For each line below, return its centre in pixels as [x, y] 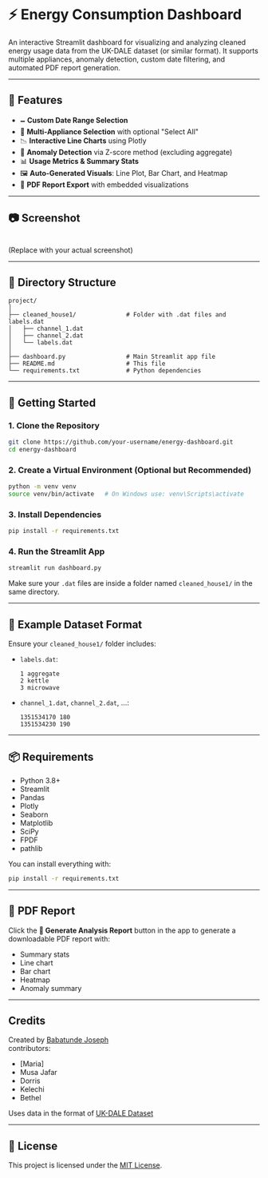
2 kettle [34, 681]
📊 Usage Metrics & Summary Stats [79, 161]
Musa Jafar [38, 1073]
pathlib [31, 848]
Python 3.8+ [40, 780]
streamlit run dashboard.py [55, 568]
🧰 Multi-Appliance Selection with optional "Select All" [109, 131]
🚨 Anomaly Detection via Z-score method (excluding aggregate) [126, 152]
